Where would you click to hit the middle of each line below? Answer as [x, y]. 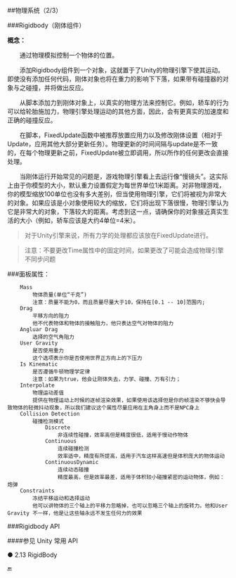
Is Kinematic [39, 364]
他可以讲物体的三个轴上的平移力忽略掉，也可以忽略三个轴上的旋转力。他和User [130, 506]
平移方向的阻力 [51, 316]
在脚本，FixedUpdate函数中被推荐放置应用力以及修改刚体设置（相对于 [121, 135]
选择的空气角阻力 [54, 337]
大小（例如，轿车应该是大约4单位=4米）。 [79, 220]
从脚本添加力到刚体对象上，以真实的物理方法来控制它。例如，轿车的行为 [124, 103]
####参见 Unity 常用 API [43, 541]
